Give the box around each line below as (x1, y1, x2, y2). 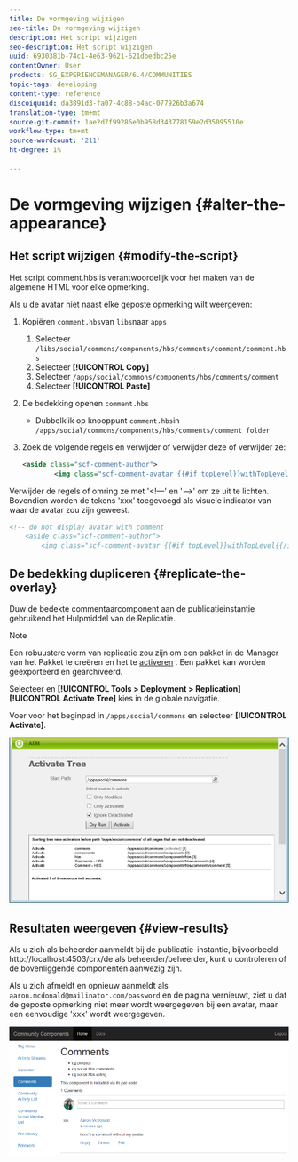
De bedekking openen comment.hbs (21, 397, 149, 408)
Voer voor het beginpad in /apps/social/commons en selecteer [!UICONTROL (9, 709, 287, 720)
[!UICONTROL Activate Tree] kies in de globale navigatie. (9, 693, 220, 703)
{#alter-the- (194, 194, 286, 214)
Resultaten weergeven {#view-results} (9, 920, 229, 935)
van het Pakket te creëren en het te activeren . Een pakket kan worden (9, 656, 266, 667)
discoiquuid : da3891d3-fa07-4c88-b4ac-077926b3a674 (9, 99, 204, 108)
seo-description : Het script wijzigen (9, 43, 153, 52)
